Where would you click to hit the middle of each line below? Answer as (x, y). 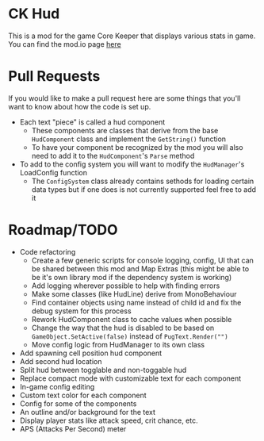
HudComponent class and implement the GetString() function (129, 139)
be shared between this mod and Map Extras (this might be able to (140, 268)
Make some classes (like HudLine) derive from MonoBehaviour (134, 293)
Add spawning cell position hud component (91, 353)
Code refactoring (48, 251)
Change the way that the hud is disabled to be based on (123, 328)
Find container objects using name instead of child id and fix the (136, 302)
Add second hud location (61, 361)
